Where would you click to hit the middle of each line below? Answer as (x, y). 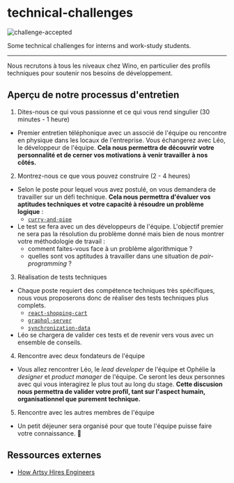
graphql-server (49, 321)
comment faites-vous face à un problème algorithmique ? (110, 248)
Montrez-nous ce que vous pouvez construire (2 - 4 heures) (104, 176)
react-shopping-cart (57, 313)
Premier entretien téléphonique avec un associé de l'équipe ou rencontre (122, 132)
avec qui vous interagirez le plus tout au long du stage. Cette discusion (120, 384)
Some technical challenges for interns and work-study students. (99, 45)
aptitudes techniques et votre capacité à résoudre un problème (110, 204)
